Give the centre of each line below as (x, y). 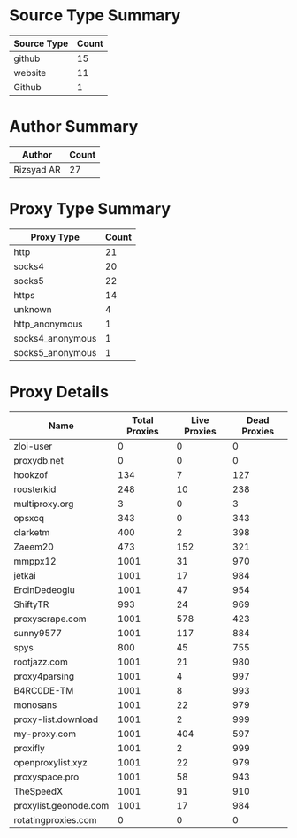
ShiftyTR (31, 604)
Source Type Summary (95, 15)
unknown (33, 309)
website (30, 73)
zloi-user (33, 446)
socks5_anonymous (55, 352)
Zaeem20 (34, 547)
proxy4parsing (44, 676)
